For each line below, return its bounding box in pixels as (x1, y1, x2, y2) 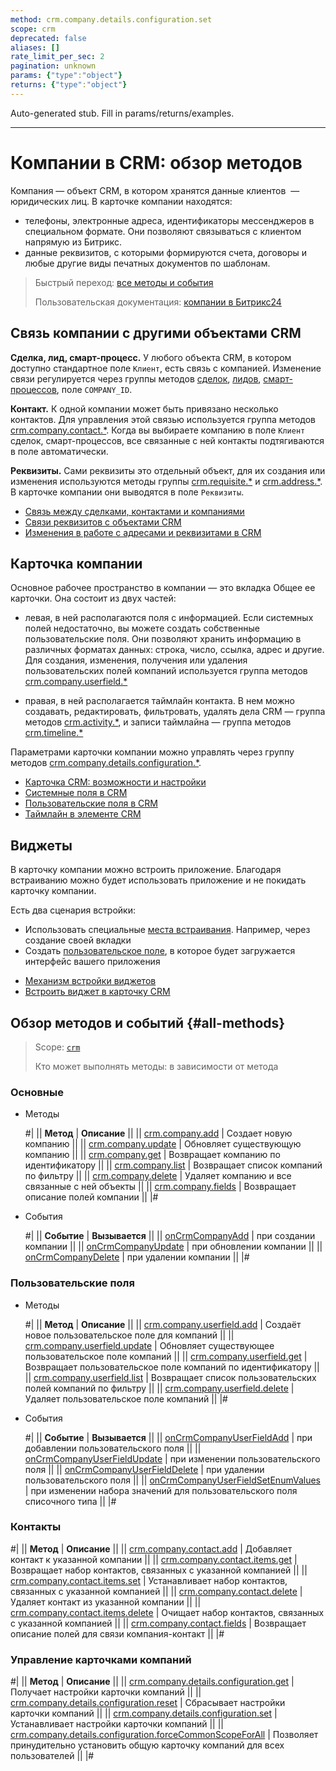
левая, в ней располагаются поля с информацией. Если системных (24, 612, 314, 624)
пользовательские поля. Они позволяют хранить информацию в (24, 633, 302, 645)
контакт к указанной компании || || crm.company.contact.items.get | (10, 1553, 298, 1565)
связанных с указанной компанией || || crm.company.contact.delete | (10, 1585, 303, 1597)
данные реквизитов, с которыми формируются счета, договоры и (24, 246, 308, 258)
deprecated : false (10, 33, 87, 43)
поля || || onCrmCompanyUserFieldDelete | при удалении (24, 1463, 265, 1475)
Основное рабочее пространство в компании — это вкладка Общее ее (10, 582, 316, 594)
